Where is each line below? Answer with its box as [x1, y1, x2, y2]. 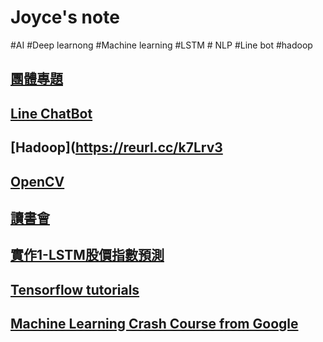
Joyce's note [10, 6, 120, 29]
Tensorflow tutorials [10, 281, 140, 298]
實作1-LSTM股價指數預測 [10, 247, 165, 264]
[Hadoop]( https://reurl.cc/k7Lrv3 [10, 139, 223, 156]
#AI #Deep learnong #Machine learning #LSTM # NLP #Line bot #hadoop [10, 39, 313, 51]
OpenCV [10, 173, 65, 190]
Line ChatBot [10, 105, 93, 122]
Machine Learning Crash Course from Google [10, 316, 299, 333]
